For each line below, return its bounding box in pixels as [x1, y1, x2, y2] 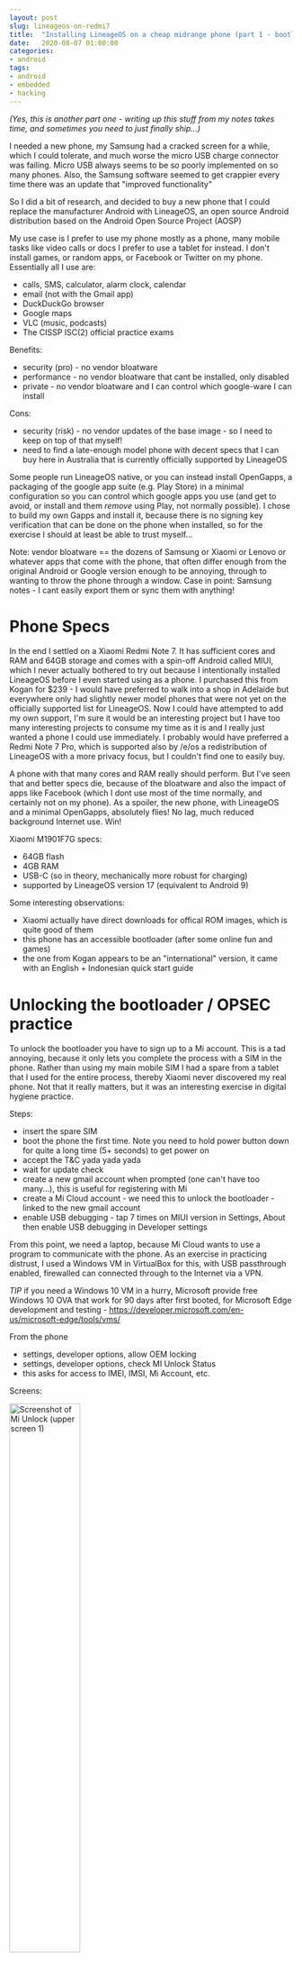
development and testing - [9, 1304, 108, 1315]
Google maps [22, 307, 73, 318]
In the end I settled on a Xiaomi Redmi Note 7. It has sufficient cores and [9, 646, 276, 657]
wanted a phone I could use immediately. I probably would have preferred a [9, 731, 289, 743]
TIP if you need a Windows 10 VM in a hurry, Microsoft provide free [9, 1285, 258, 1296]
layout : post [9, 13, 58, 23]
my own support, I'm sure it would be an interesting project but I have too [9, 713, 280, 723]
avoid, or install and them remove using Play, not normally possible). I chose [9, 500, 290, 511]
